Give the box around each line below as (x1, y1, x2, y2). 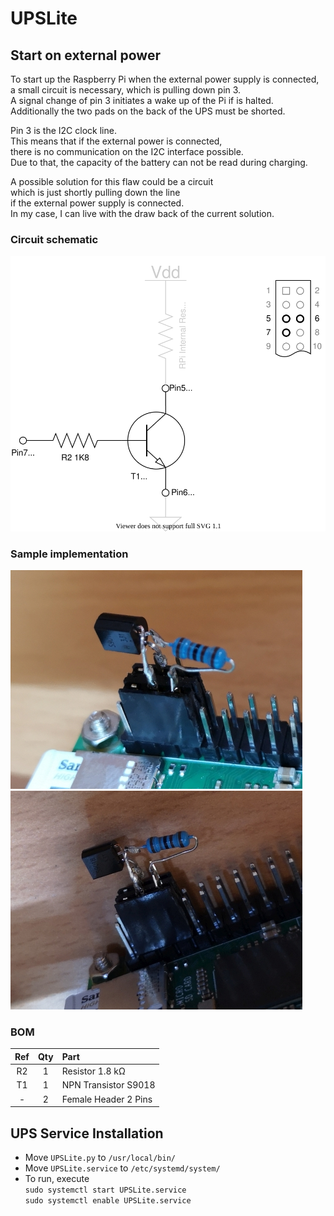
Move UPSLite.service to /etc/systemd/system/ (24, 1162, 221, 1174)
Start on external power (10, 47, 161, 64)
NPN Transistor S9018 (61, 1079, 156, 1091)
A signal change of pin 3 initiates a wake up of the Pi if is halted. (10, 95, 274, 106)
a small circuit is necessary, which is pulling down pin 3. (10, 84, 242, 96)
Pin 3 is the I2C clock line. (10, 125, 117, 136)
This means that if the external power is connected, (10, 135, 223, 147)
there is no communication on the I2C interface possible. (10, 146, 244, 157)
